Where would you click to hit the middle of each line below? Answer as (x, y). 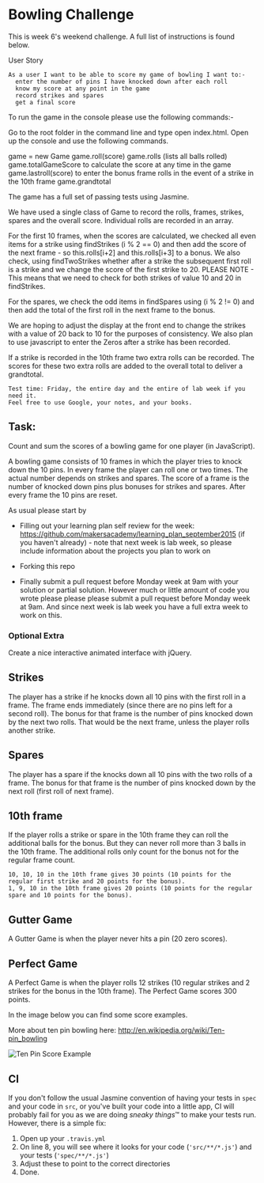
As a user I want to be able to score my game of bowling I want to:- (127, 74)
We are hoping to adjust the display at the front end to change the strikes (127, 325)
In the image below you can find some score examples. (98, 1015)
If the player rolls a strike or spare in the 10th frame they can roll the (119, 835)
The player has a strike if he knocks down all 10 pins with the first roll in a (127, 696)
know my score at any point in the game (83, 89)
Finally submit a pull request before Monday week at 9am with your (129, 581)
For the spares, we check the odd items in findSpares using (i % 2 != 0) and (131, 301)
